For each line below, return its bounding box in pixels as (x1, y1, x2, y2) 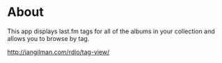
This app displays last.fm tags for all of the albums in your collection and (7, 27, 216, 35)
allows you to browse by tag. (7, 34, 90, 42)
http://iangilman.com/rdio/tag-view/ (7, 48, 110, 56)
